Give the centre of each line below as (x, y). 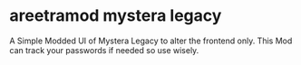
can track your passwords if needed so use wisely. (104, 50)
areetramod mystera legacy (116, 16)
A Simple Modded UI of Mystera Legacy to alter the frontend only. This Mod (151, 41)
